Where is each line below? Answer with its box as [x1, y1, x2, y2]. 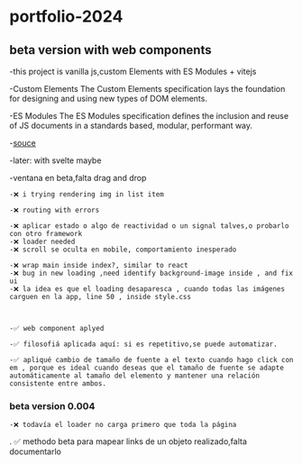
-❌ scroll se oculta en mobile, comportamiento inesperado [9, 245, 237, 254]
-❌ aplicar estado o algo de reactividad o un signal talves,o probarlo [9, 222, 289, 231]
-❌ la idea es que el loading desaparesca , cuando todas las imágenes [9, 285, 286, 294]
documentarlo [9, 446, 61, 457]
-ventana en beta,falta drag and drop [9, 173, 147, 183]
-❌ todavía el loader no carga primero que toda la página [9, 421, 237, 430]
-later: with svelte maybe [9, 155, 102, 166]
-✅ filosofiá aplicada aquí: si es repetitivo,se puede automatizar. [9, 340, 278, 349]
